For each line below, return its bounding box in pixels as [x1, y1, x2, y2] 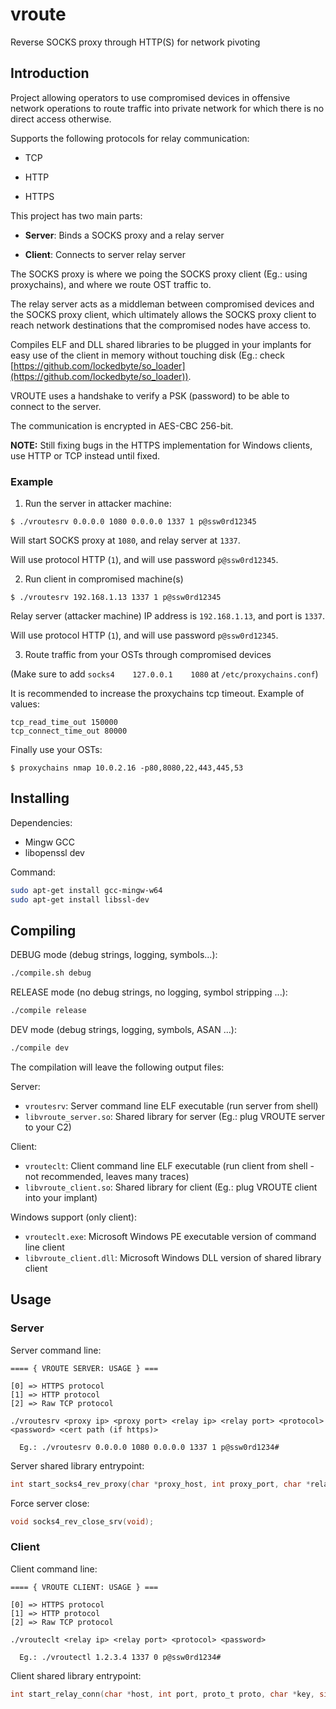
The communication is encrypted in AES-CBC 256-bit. [10, 419, 234, 432]
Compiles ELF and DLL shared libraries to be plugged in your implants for [10, 338, 312, 350]
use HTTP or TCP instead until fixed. [10, 449, 161, 462]
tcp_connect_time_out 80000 [10, 726, 128, 737]
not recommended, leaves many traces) [24, 1171, 190, 1183]
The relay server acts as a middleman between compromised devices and [10, 298, 315, 310]
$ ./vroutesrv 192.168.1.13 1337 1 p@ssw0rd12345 [10, 593, 222, 603]
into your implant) [24, 1192, 98, 1204]
